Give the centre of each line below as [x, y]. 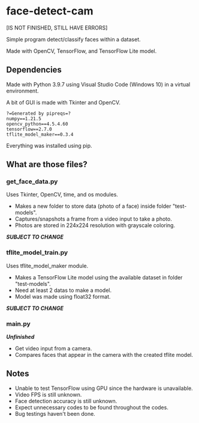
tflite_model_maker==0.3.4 [40, 134]
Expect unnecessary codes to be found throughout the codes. [92, 407]
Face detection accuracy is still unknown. [66, 401]
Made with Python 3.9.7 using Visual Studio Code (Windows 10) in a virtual [98, 84]
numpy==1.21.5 [24, 118]
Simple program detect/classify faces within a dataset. [73, 39]
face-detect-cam [50, 11]
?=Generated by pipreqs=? [38, 113]
